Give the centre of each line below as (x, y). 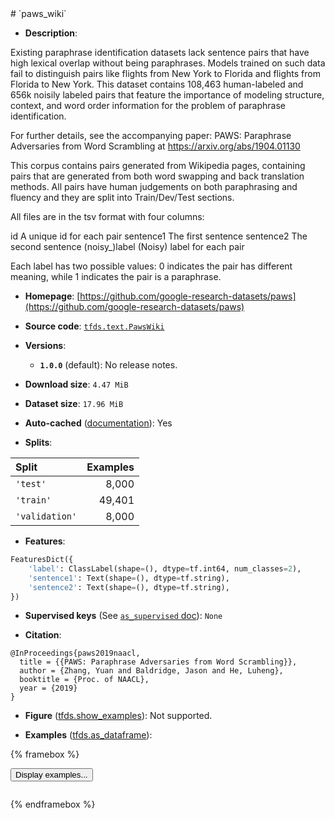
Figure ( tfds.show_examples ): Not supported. (118, 716)
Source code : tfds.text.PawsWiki (94, 326)
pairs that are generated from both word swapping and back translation (157, 176)
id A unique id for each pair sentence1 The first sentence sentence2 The (159, 236)
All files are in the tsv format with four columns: (107, 216)
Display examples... (51, 775)
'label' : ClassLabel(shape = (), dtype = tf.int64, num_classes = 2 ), (165, 568)
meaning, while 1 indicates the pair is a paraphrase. (116, 276)
